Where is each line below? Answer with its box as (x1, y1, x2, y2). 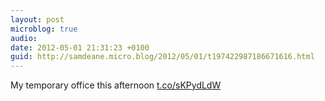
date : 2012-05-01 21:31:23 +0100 (10, 42, 150, 53)
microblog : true (10, 24, 78, 34)
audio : (10, 33, 38, 43)
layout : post (10, 14, 65, 25)
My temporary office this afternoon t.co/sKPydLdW (10, 79, 222, 91)
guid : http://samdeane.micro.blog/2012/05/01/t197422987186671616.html (10, 52, 315, 62)
